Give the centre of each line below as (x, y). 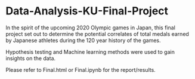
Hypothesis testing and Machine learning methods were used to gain (90, 51)
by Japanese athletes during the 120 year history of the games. (83, 40)
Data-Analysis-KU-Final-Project (87, 11)
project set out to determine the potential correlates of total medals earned (97, 34)
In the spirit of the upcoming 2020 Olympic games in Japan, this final (90, 28)
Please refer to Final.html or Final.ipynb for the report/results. (81, 69)
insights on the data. (31, 58)
